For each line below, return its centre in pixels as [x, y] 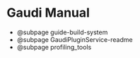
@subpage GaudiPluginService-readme [75, 39]
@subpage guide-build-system [62, 32]
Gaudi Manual [48, 13]
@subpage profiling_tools [54, 47]
